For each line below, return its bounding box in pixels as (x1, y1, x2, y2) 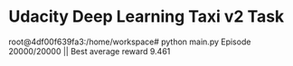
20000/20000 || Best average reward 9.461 (8, 45, 171, 56)
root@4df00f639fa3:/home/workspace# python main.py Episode (8, 36, 251, 47)
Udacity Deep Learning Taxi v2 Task (8, 6, 285, 27)
